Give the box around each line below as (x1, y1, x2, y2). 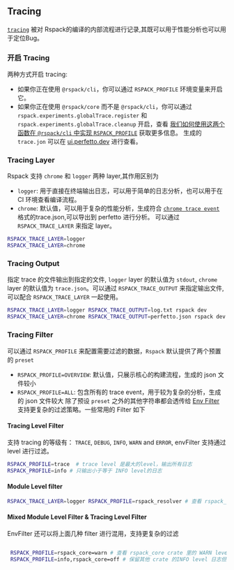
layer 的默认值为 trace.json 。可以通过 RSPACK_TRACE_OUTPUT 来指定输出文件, (7, 284, 224, 293)
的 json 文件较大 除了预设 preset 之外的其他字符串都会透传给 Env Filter (17, 396, 220, 404)
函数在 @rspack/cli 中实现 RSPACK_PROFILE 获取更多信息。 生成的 (17, 129, 202, 137)
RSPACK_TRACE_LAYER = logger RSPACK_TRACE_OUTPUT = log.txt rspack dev (7, 307, 208, 314)
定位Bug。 (13, 34, 44, 42)
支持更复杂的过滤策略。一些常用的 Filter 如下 (17, 405, 146, 414)
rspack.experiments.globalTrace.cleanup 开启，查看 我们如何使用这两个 (17, 120, 225, 129)
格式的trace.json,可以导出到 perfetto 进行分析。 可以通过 (17, 213, 180, 221)
